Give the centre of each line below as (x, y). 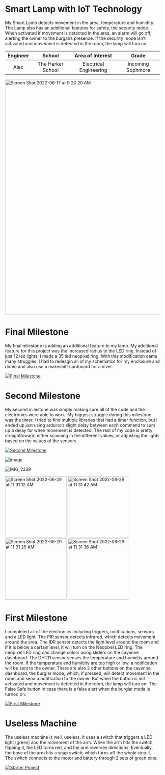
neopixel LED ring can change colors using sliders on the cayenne (72, 652)
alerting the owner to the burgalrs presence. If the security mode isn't (75, 38)
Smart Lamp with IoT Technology (74, 9)
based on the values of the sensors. (41, 441)
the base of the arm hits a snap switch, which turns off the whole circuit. (78, 752)
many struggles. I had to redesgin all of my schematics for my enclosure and (82, 361)
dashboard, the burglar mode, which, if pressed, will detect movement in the (82, 673)
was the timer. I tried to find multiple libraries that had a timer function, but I (81, 420)
